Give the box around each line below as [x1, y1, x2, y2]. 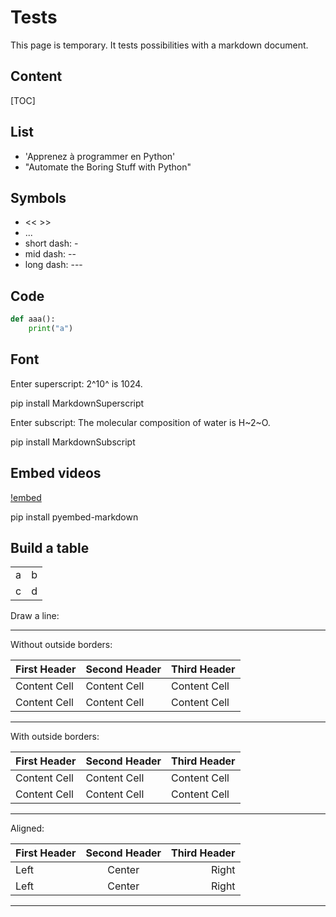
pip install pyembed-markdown [10, 511, 139, 523]
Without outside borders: [10, 639, 113, 651]
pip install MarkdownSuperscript [10, 397, 145, 409]
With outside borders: [10, 731, 100, 743]
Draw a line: [10, 610, 60, 622]
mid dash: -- [24, 248, 77, 260]
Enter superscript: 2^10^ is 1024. [10, 377, 143, 390]
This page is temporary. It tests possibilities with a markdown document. [10, 39, 309, 51]
